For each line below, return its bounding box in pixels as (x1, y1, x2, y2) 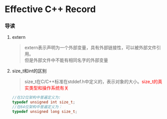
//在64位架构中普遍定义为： (12, 104, 63, 109)
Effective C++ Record (5, 4, 96, 15)
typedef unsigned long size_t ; (12, 109, 78, 114)
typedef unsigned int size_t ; (12, 100, 76, 105)
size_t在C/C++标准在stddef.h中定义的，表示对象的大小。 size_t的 (24, 79, 158, 85)
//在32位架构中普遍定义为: (12, 95, 61, 100)
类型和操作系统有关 (29, 85, 69, 91)
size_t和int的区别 (12, 68, 47, 74)
